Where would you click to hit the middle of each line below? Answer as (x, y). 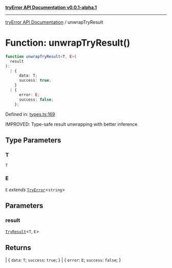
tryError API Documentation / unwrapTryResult (54, 22)
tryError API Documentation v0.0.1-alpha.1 (51, 7)
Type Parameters (33, 140)
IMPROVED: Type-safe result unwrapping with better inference (71, 124)
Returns (18, 248)
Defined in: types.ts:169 (30, 114)
